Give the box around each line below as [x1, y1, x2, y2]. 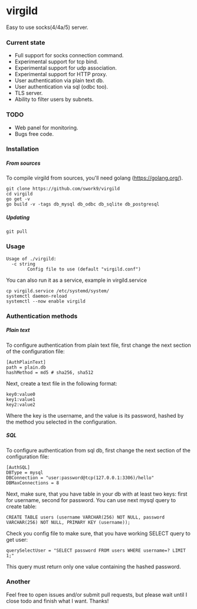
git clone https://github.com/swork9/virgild [6, 186, 120, 192]
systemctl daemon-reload [6, 293, 67, 299]
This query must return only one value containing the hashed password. [6, 563, 181, 570]
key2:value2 [6, 402, 35, 408]
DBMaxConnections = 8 [6, 480, 60, 486]
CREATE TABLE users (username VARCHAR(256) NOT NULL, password [6, 514, 165, 520]
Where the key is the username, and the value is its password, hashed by [6, 412, 184, 419]
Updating [6, 214, 30, 221]
